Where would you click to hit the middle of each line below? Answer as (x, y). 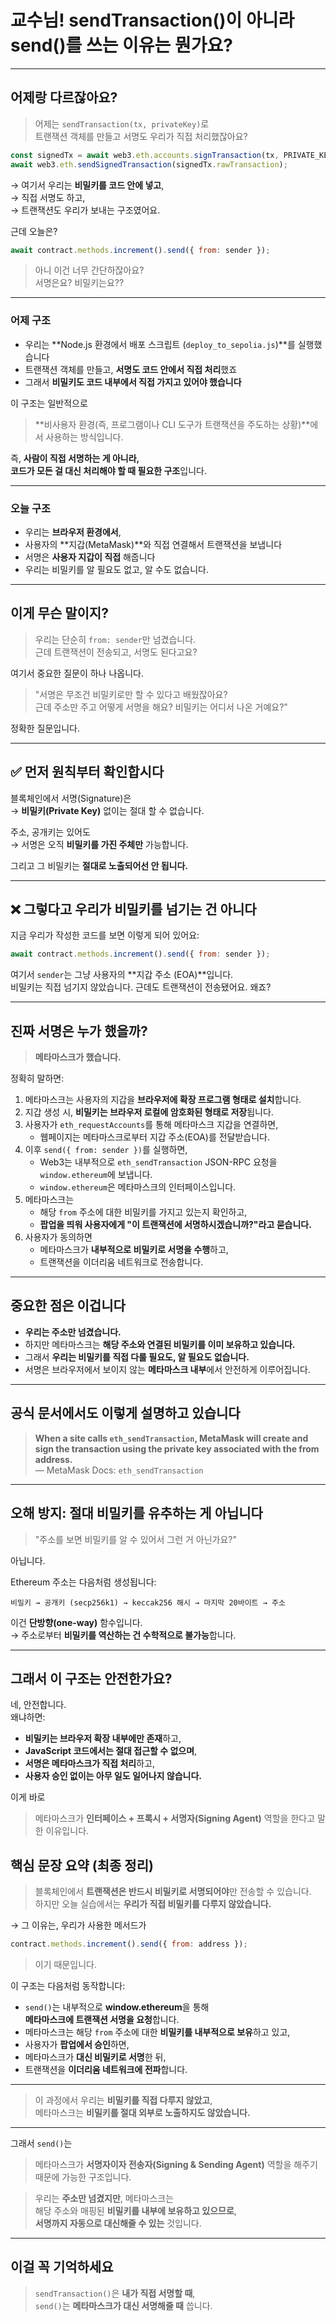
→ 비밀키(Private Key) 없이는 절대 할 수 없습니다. (107, 810)
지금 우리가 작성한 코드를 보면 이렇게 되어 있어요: (105, 935)
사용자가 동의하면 (58, 1237)
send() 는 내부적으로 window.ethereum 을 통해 (117, 2007)
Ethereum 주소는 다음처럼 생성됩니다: (83, 1582)
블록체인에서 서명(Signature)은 (71, 798)
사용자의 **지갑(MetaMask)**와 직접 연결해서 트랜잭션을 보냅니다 (153, 544)
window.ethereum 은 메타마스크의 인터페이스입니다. (138, 1187)
